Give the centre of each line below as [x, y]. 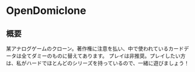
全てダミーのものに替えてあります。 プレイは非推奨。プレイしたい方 [103, 56]
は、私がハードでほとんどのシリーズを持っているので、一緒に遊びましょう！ [98, 63]
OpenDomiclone [46, 11]
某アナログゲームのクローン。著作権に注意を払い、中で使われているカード [95, 48]
